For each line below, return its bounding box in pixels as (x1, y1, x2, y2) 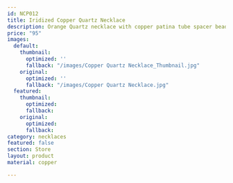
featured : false (7, 140, 54, 147)
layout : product (7, 152, 54, 160)
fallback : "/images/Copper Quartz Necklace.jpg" (25, 81, 169, 88)
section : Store (7, 146, 51, 153)
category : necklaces (7, 133, 67, 140)
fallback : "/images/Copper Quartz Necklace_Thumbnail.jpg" (25, 62, 200, 69)
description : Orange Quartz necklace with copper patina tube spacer (7, 23, 213, 30)
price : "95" (7, 29, 42, 37)
